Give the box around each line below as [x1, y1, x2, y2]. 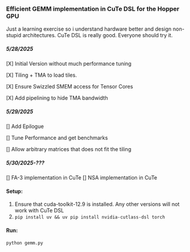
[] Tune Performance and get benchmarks [6, 135, 108, 142]
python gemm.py [6, 240, 44, 246]
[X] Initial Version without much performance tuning [6, 60, 132, 67]
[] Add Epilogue [6, 123, 44, 130]
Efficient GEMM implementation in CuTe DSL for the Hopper [6, 5, 179, 13]
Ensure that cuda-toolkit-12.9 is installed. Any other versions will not [14, 201, 180, 208]
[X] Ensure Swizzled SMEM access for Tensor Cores [6, 83, 134, 90]
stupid [6, 32, 22, 39]
